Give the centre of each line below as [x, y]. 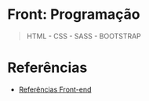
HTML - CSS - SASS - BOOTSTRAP [84, 36]
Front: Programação [74, 14]
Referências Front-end [55, 89]
